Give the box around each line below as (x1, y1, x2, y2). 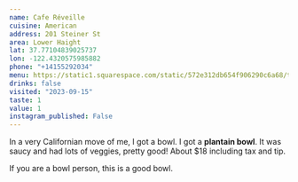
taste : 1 (9, 95, 42, 105)
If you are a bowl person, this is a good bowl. (9, 163, 173, 174)
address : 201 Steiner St (9, 29, 101, 38)
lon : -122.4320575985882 (9, 54, 101, 63)
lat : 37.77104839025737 (9, 46, 98, 55)
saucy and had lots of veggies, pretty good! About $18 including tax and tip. (9, 146, 286, 156)
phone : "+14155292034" (9, 63, 93, 72)
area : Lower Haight (9, 37, 82, 47)
